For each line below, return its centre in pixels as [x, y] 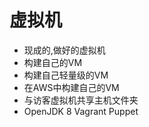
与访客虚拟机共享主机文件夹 [81, 100]
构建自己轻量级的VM [66, 75]
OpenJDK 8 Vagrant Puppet [81, 111]
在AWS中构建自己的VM [71, 87]
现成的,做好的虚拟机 [64, 50]
